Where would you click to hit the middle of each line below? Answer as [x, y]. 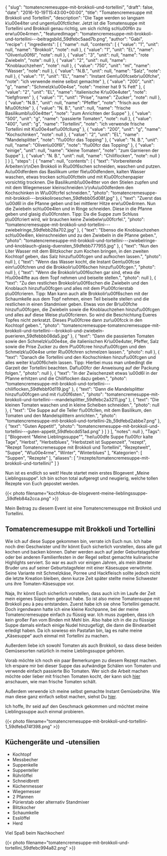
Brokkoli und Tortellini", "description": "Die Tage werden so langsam [75, 18]
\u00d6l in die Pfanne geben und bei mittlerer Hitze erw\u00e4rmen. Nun [80, 203]
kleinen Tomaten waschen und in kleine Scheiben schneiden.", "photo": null [83, 405]
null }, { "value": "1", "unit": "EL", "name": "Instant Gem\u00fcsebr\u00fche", [83, 76]
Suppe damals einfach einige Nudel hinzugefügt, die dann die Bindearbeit [81, 625]
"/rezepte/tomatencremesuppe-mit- [113, 458]
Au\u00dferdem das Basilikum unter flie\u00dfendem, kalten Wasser [75, 171]
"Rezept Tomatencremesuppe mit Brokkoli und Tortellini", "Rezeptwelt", [78, 447]
